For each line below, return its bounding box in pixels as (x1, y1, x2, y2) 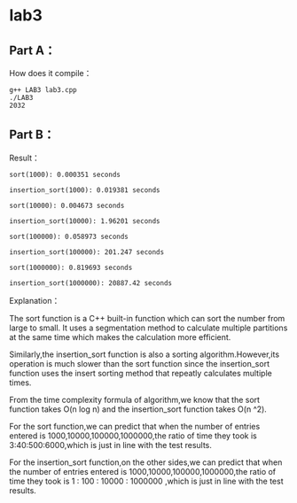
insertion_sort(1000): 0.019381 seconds (9, 185, 161, 195)
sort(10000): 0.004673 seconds (9, 201, 125, 210)
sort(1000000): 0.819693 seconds (9, 263, 133, 272)
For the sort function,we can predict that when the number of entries (9, 421, 261, 431)
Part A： (9, 43, 56, 58)
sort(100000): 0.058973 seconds (9, 232, 129, 241)
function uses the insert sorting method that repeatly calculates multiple (9, 368, 272, 378)
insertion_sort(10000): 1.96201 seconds (9, 216, 161, 226)
